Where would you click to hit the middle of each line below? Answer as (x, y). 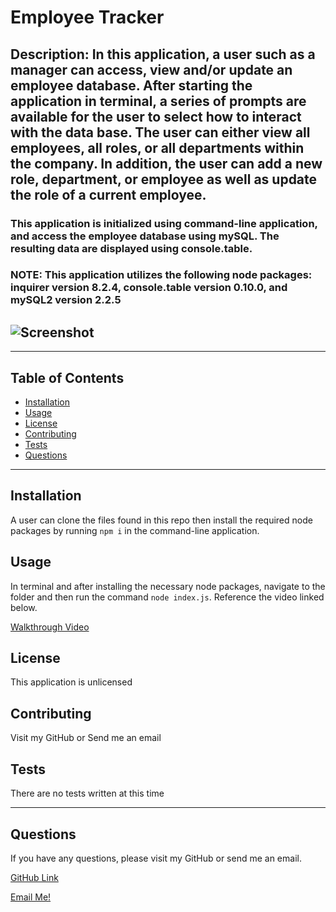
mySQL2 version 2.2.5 (66, 300)
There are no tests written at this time (87, 793)
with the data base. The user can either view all (160, 132)
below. (24, 607)
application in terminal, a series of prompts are (158, 101)
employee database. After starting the (131, 85)
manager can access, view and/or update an (151, 69)
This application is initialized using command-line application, (164, 223)
